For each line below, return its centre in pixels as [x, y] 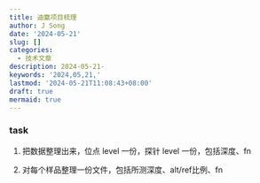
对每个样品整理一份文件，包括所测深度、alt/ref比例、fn [122, 170]
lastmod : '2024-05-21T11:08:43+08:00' [81, 83]
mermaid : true [35, 99]
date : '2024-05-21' [45, 34]
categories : [31, 50]
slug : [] [25, 42]
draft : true [31, 91]
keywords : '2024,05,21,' [55, 75]
